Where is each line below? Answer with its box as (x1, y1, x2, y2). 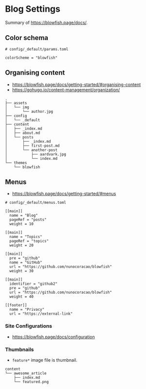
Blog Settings (5, 3, 61, 15)
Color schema (5, 34, 49, 42)
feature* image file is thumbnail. (12, 357, 77, 363)
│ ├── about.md (5, 130, 40, 135)
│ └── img (5, 105, 29, 109)
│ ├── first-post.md (5, 143, 60, 148)
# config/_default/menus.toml (5, 200, 67, 205)
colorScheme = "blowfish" (5, 55, 57, 60)
